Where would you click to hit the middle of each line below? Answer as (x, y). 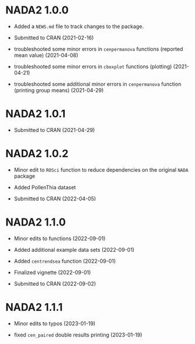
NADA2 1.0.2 (37, 154)
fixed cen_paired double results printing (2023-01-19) (78, 335)
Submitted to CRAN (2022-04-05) (55, 199)
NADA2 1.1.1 (34, 307)
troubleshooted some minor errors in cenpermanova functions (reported (98, 49)
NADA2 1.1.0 (36, 222)
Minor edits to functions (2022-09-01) (60, 238)
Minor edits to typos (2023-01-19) (55, 323)
